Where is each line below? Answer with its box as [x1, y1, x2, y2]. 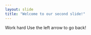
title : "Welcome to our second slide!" [5, 12, 86, 16]
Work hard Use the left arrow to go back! [5, 24, 86, 30]
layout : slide [5, 7, 34, 12]
